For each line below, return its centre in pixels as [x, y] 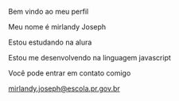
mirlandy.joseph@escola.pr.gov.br [64, 88]
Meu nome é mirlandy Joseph [57, 27]
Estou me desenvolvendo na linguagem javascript [89, 58]
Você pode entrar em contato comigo [70, 73]
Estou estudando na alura [50, 42]
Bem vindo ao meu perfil [49, 12]
